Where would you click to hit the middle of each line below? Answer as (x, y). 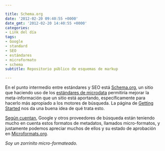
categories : (17, 28)
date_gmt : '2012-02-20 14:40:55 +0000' (46, 23)
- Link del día (21, 33)
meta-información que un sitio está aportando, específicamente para (75, 98)
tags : (11, 37)
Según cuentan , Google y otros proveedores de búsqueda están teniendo (80, 118)
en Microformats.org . (27, 134)
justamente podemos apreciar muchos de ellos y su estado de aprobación (81, 128)
